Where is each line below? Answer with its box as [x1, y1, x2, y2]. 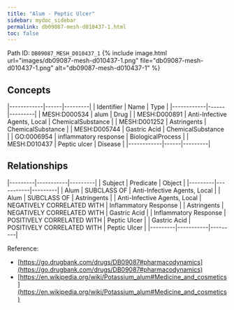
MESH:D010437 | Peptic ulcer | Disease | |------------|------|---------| [7, 140, 211, 148]
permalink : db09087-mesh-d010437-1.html [7, 23, 127, 30]
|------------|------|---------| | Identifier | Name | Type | [7, 103, 169, 111]
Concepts [7, 84, 51, 96]
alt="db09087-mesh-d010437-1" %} [54, 64, 161, 72]
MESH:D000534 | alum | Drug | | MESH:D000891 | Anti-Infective [41, 110, 227, 119]
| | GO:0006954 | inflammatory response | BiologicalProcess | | [7, 132, 189, 141]
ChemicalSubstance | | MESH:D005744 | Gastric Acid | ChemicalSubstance [7, 125, 225, 134]
